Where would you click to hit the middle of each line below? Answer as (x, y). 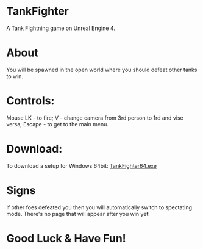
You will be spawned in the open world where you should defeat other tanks (102, 70)
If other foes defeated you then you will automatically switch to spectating (99, 207)
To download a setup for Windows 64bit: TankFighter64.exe (82, 165)
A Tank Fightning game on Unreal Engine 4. (61, 28)
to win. (15, 76)
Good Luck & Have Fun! (66, 238)
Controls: (30, 101)
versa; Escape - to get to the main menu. (57, 124)
